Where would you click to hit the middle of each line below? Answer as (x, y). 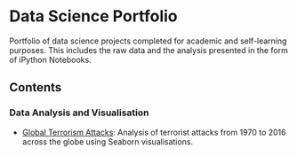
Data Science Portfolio (93, 16)
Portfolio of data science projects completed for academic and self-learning (148, 41)
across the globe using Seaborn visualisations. (108, 141)
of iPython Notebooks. (50, 59)
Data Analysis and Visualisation (79, 113)
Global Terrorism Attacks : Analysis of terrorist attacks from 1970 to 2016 (154, 132)
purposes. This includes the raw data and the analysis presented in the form (149, 50)
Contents (36, 87)
